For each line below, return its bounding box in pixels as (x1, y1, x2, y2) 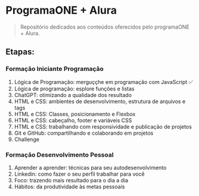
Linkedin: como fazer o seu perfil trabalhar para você (14, 170, 145, 178)
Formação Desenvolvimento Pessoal (5, 150, 114, 158)
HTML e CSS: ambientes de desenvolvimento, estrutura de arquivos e (14, 98, 186, 105)
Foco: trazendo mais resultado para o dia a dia (14, 176, 129, 183)
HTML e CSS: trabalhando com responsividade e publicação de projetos (14, 123, 192, 130)
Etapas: (5, 47, 35, 57)
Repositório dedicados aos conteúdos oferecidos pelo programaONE (20, 23, 190, 30)
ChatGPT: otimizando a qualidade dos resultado (14, 91, 132, 98)
